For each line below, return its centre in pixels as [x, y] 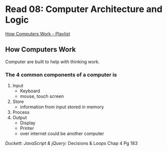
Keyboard [30, 91]
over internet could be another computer [62, 133]
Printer [27, 128]
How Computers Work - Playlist [38, 34]
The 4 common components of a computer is [61, 75]
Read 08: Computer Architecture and [84, 9]
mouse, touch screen [42, 96]
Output [20, 118]
